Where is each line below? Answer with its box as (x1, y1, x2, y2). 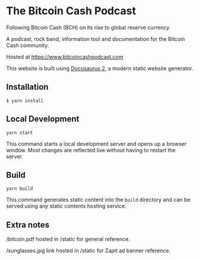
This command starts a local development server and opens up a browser (6, 140, 187, 147)
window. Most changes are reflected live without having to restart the (6, 146, 176, 154)
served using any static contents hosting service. (6, 202, 127, 209)
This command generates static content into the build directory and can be (6, 196, 191, 203)
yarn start (6, 130, 33, 136)
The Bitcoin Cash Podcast (6, 4, 137, 18)
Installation (6, 82, 49, 92)
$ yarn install (6, 98, 44, 104)
